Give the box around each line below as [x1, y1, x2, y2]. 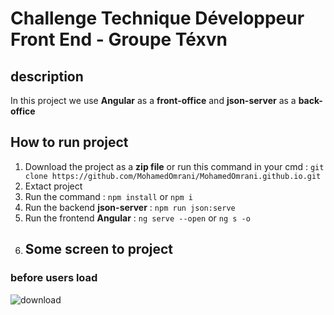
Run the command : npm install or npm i [24, 190, 193, 202]
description [10, 68, 84, 85]
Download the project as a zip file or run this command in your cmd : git [24, 160, 325, 172]
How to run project [10, 134, 129, 151]
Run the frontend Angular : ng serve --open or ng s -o [24, 212, 251, 224]
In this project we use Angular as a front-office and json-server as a [10, 95, 297, 106]
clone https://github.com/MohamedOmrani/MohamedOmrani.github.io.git [24, 171, 322, 181]
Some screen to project [24, 241, 174, 258]
